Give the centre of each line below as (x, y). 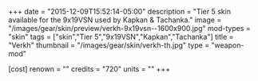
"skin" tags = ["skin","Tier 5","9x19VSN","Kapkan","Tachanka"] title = (121, 37)
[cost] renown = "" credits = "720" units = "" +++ (89, 69)
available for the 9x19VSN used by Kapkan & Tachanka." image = (115, 20)
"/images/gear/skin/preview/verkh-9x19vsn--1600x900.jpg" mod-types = (129, 28)
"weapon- (228, 45)
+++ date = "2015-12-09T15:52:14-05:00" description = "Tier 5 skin (120, 12)
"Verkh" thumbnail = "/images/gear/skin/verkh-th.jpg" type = (109, 45)
